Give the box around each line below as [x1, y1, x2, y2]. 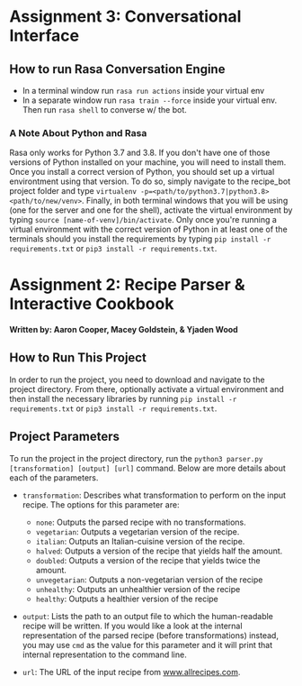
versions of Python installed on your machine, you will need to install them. [9, 157, 287, 168]
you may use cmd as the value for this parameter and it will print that [22, 639, 272, 650]
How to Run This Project [9, 350, 147, 366]
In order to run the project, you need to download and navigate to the [9, 374, 265, 385]
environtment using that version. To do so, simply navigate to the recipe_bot [9, 176, 290, 187]
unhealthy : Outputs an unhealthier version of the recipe [35, 583, 241, 594]
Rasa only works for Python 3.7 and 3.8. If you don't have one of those [9, 147, 271, 159]
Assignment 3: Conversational [9, 6, 242, 27]
